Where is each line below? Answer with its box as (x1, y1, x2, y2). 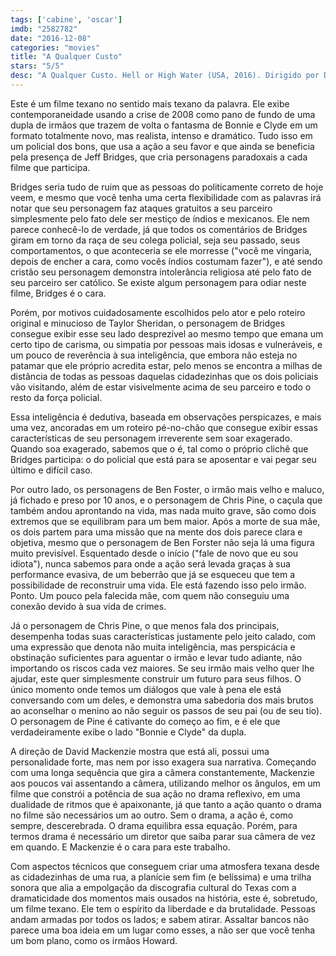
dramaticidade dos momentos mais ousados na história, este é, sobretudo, (10, 892, 318, 904)
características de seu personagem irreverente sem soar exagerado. (10, 432, 293, 444)
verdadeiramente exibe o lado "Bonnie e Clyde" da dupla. (10, 726, 247, 738)
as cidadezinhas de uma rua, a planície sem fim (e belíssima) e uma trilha (10, 871, 312, 883)
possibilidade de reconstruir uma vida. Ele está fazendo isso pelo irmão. (10, 579, 307, 591)
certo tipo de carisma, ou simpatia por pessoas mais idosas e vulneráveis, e (10, 338, 323, 350)
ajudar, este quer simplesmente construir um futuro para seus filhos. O (10, 672, 302, 685)
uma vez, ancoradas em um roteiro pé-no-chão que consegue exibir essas (10, 421, 318, 433)
